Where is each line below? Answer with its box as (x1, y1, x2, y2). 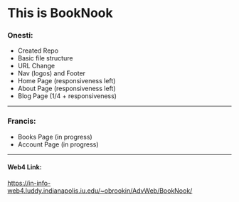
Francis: (7, 116, 37, 126)
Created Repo (17, 46, 59, 55)
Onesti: (7, 31, 33, 41)
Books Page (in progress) (17, 132, 92, 141)
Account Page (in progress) (17, 140, 99, 149)
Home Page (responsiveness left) (17, 77, 116, 85)
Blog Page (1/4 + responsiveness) (17, 92, 117, 100)
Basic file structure (17, 54, 73, 63)
